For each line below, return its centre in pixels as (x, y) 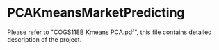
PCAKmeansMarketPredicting (96, 13)
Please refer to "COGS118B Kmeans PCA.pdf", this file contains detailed (109, 32)
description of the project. (44, 39)
